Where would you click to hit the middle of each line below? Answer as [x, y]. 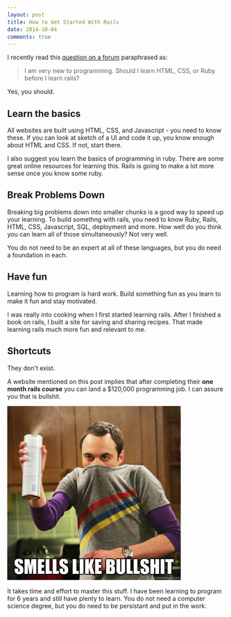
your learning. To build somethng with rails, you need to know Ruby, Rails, [113, 219]
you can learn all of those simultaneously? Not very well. [88, 234]
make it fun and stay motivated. [52, 301]
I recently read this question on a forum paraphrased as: [87, 57]
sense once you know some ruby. [55, 173]
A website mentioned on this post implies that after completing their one [110, 381]
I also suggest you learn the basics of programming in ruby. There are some [115, 159]
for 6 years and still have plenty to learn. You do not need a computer [106, 598]
